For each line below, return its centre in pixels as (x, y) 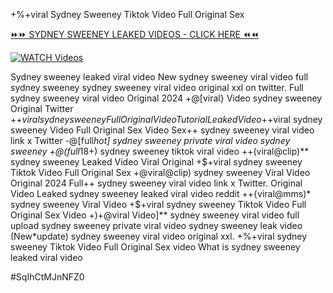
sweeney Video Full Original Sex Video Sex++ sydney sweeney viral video (162, 130)
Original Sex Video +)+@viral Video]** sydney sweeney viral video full (155, 215)
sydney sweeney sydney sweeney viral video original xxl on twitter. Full (157, 87)
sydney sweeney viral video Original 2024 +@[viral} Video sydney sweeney (166, 98)
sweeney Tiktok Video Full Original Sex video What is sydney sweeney (155, 247)
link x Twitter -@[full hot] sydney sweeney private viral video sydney (150, 140)
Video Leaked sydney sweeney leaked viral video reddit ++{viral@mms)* (161, 193)
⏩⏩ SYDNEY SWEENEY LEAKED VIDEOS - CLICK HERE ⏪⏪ (135, 34)
